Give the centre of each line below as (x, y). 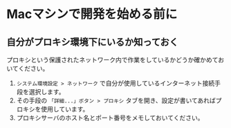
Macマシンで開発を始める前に (92, 14)
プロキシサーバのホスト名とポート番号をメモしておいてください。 (110, 118)
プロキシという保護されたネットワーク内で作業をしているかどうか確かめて (112, 60)
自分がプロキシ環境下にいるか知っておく (93, 42)
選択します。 (47, 92)
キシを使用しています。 (56, 109)
